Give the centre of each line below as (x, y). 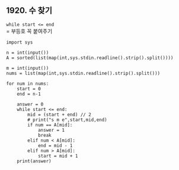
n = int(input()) (28, 53)
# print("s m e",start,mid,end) (68, 120)
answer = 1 (51, 130)
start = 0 (29, 89)
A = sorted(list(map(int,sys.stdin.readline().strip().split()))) (90, 58)
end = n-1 (29, 94)
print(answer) (34, 161)
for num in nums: (28, 84)
